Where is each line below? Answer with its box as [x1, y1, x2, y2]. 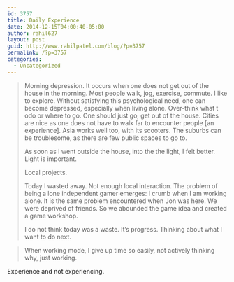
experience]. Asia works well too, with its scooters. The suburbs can [24, 126, 221, 134]
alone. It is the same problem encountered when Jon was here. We [24, 197, 217, 205]
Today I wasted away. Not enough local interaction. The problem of [24, 181, 218, 190]
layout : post [7, 36, 45, 43]
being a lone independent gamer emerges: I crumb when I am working [24, 189, 227, 197]
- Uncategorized [13, 62, 61, 69]
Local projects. [24, 168, 68, 176]
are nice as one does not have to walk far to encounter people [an [24, 118, 214, 127]
